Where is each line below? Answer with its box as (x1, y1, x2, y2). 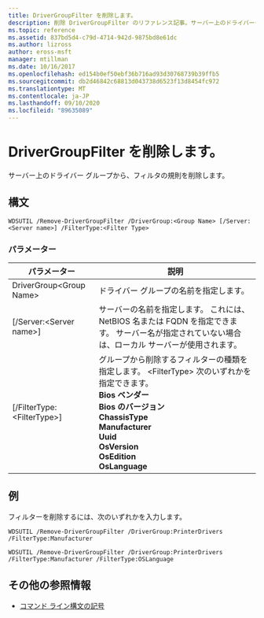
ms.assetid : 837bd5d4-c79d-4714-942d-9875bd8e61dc (8, 33, 178, 42)
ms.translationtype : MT (8, 84, 86, 93)
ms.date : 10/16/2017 (8, 63, 76, 71)
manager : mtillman (8, 56, 68, 64)
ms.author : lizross (8, 41, 72, 49)
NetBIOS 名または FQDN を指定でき (98, 316, 230, 327)
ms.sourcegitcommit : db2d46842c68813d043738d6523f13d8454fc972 (8, 77, 220, 85)
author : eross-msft (8, 48, 72, 56)
